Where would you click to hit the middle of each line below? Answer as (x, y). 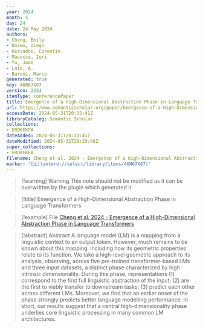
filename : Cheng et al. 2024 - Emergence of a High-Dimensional (89, 158)
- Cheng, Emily (25, 40)
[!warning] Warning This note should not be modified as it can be (102, 181)
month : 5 (17, 18)
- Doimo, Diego (25, 46)
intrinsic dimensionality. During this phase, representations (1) (98, 274)
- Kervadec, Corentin (34, 51)
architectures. (38, 319)
